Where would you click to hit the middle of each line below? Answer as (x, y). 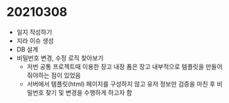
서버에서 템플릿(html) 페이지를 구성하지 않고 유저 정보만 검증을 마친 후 (121, 84)
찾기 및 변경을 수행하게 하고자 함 (89, 92)
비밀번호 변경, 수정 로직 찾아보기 (60, 58)
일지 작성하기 (34, 32)
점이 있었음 (66, 75)
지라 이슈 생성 (35, 40)
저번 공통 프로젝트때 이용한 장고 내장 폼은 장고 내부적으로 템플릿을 (116, 66)
